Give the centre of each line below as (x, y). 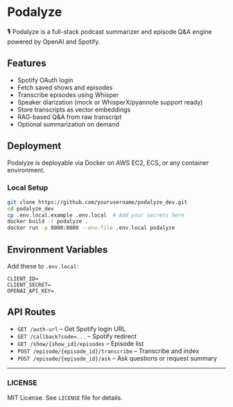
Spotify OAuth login (45, 80)
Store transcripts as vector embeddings (74, 109)
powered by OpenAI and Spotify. (54, 42)
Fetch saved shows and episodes (65, 87)
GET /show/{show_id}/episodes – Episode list (80, 343)
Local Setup (28, 188)
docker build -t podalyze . (48, 221)
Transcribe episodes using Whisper (68, 95)
